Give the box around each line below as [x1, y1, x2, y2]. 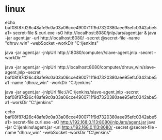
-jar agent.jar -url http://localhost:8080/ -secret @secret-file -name [5, 35, 140, 41]
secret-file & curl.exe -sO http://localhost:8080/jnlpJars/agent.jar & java [13, 30, 157, 35]
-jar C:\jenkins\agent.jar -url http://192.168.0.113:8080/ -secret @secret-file [5, 124, 154, 130]
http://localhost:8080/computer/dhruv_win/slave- [57, 64, 156, 70]
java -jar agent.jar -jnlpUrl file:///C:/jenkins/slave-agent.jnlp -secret [5, 89, 139, 95]
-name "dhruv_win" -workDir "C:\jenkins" [10, 79, 93, 86]
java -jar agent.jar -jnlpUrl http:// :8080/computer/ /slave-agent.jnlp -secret [5, 50, 153, 55]
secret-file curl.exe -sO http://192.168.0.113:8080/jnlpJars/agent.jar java [13, 119, 156, 125]
